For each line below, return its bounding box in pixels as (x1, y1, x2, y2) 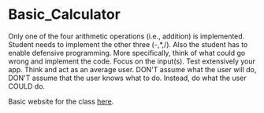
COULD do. (8, 81, 46, 91)
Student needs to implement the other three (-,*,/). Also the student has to (8, 39, 248, 49)
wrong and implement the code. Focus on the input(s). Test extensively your (8, 56, 256, 66)
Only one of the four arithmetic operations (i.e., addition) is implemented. (8, 31, 245, 41)
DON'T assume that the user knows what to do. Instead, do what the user (8, 73, 247, 82)
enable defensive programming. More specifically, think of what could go (8, 48, 246, 57)
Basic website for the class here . (8, 97, 114, 106)
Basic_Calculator (8, 5, 121, 24)
